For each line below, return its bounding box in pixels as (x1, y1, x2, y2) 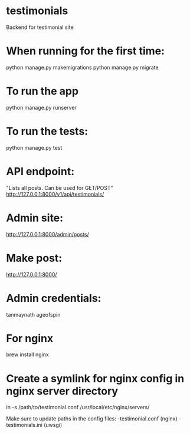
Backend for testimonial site (6, 24, 74, 31)
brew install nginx (6, 351, 49, 358)
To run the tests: (6, 125, 89, 138)
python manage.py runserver (6, 104, 77, 111)
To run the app (6, 84, 78, 98)
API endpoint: (6, 165, 75, 178)
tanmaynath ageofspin (6, 311, 61, 318)
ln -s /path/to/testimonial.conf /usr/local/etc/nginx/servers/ (6, 404, 150, 411)
